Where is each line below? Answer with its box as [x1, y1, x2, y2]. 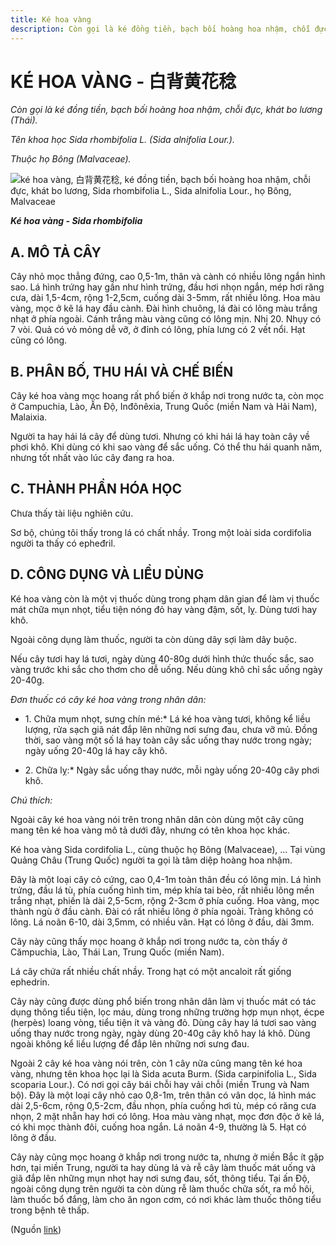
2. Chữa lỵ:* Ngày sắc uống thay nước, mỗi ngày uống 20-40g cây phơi [24, 764, 320, 776]
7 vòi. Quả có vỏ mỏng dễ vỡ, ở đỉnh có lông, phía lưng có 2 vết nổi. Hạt [10, 324, 306, 336]
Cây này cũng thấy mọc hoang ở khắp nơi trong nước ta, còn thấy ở [10, 935, 288, 947]
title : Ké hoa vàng [10, 14, 92, 25]
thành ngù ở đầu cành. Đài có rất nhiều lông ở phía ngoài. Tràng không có [10, 905, 314, 917]
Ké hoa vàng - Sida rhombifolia [10, 215, 143, 227]
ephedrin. [10, 976, 50, 988]
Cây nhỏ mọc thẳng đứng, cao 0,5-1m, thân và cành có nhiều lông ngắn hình [10, 271, 326, 283]
